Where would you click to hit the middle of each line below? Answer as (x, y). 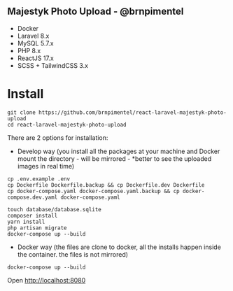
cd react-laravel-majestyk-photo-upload (67, 125)
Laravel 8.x (33, 36)
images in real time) (46, 166)
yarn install (26, 222)
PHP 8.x (29, 50)
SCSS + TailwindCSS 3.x (53, 65)
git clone (22, 112)
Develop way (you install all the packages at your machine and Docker (119, 151)
